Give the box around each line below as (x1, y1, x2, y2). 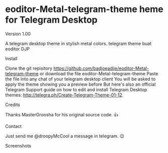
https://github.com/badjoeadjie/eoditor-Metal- (53, 65, 149, 71)
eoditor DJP (5, 46, 30, 52)
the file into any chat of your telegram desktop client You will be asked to (5, 76, 156, 82)
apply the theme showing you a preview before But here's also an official (5, 81, 156, 87)
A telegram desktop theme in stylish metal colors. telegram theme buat (5, 40, 152, 46)
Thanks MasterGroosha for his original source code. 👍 (5, 111, 119, 117)
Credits (5, 101, 21, 107)
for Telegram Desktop (5, 14, 98, 26)
